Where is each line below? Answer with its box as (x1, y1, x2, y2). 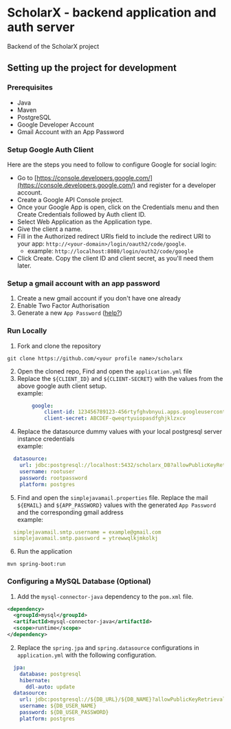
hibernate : (19, 677, 51, 684)
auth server (7, 19, 75, 35)
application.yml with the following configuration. (16, 651, 157, 659)
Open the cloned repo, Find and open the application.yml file (16, 367, 192, 376)
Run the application (16, 547, 72, 556)
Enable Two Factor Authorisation (16, 301, 110, 310)
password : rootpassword (19, 475, 88, 481)
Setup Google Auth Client (7, 144, 94, 154)
